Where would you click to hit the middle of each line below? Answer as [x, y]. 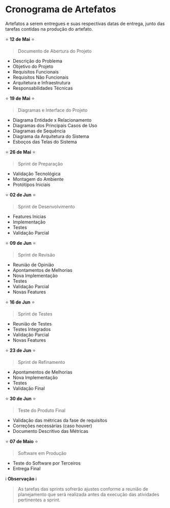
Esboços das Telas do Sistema [45, 142]
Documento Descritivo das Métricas [50, 431]
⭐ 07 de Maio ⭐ [22, 441]
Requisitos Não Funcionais [41, 77]
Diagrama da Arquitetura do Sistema [51, 136]
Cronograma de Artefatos [61, 9]
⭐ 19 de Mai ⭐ [20, 98]
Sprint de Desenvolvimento [46, 206]
